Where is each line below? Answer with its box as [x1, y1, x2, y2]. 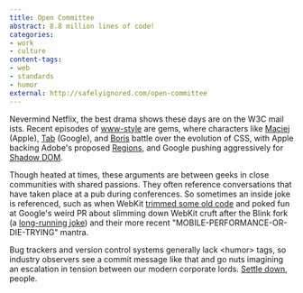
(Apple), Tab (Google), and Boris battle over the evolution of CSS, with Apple [9, 133, 294, 143]
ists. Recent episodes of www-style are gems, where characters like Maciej [9, 123, 290, 133]
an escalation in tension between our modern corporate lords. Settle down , [9, 263, 289, 274]
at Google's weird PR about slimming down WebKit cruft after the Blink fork [9, 207, 289, 218]
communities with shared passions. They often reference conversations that [9, 179, 292, 189]
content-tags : [9, 55, 63, 64]
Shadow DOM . [9, 151, 63, 162]
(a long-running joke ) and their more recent [9, 217, 170, 228]
